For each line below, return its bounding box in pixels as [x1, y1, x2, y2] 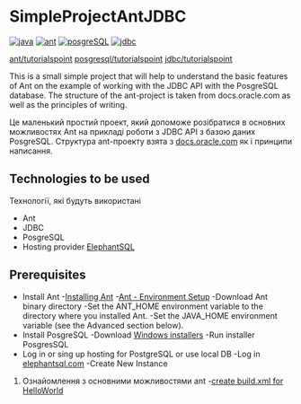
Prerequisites [9, 268, 86, 283]
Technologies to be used [9, 171, 150, 187]
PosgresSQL [22, 338, 69, 349]
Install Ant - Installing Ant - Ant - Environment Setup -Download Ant [22, 291, 268, 302]
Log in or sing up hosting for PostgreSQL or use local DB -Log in [22, 348, 261, 359]
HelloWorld [22, 384, 64, 396]
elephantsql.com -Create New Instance [22, 357, 168, 369]
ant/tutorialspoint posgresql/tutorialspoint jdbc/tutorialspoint [9, 53, 233, 64]
